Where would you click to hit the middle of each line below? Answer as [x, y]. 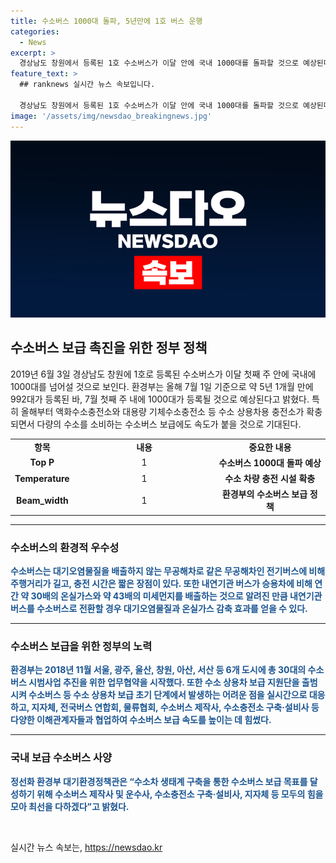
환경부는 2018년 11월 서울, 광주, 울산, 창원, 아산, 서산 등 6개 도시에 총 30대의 [158, 670]
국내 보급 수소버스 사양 [61, 758]
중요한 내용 [270, 447]
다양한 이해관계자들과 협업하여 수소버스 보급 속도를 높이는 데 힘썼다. [141, 720]
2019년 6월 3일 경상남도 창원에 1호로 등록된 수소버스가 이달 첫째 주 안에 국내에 [163, 374]
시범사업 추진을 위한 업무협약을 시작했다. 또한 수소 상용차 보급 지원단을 [164, 682]
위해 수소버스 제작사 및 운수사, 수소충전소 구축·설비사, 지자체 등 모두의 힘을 [180, 794]
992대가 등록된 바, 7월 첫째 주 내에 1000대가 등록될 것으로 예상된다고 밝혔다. [160, 399]
